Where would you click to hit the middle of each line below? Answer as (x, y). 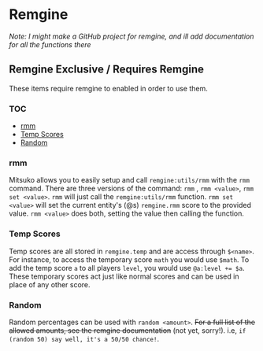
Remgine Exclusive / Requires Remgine (106, 70)
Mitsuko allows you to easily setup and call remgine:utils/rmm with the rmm (130, 180)
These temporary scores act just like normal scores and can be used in (124, 276)
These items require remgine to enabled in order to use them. (108, 88)
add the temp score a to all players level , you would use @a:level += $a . (127, 268)
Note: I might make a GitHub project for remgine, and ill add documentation (131, 36)
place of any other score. (50, 284)
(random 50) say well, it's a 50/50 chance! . (84, 338)
